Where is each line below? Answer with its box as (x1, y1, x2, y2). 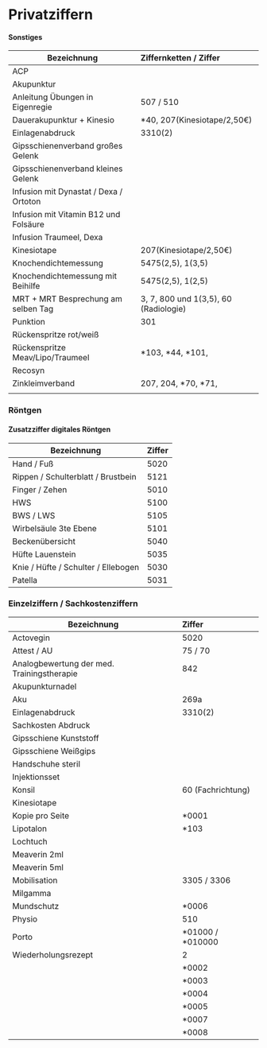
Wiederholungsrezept (12, 949, 94, 960)
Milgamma (12, 887, 52, 899)
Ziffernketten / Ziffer (140, 52, 221, 64)
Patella (12, 574, 38, 585)
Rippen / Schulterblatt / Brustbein (12, 471, 137, 482)
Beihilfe (12, 281, 41, 292)
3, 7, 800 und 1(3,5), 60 (140, 293, 232, 305)
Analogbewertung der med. (12, 658, 115, 669)
